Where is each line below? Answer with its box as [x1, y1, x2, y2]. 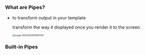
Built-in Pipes [5, 43, 38, 50]
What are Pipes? [5, 4, 45, 11]
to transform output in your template [12, 15, 86, 21]
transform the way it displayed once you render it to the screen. [12, 24, 142, 30]
